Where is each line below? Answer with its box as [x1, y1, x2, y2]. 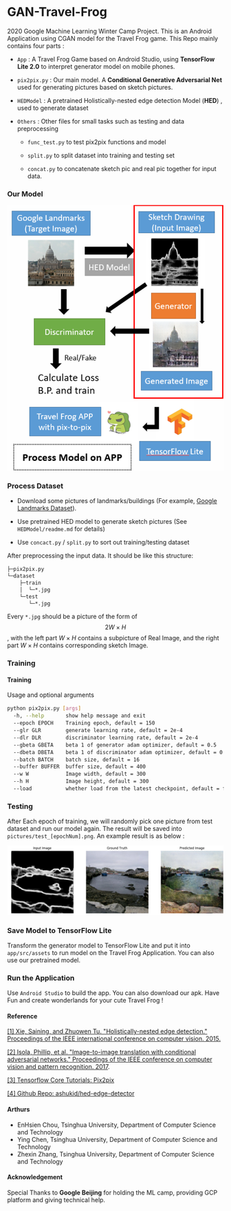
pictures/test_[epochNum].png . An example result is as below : [7, 832, 185, 840]
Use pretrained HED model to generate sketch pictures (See [16, 518, 188, 526]
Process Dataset [7, 481, 64, 491]
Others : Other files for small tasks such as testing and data [16, 117, 184, 125]
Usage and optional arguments [7, 691, 95, 699]
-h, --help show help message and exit [13, 712, 146, 720]
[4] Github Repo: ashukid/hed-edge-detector [7, 1090, 135, 1098]
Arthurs [7, 1105, 30, 1114]
